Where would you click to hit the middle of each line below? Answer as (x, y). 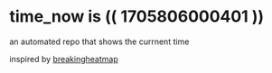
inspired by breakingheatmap (64, 59)
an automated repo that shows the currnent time (99, 41)
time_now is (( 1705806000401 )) (137, 17)
